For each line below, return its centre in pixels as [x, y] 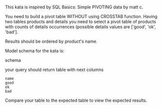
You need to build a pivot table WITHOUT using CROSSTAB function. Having [81, 16]
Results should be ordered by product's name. [51, 41]
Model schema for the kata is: [35, 51]
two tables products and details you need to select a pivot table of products [81, 22]
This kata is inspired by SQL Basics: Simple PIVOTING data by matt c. [74, 7]
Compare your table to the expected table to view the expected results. [76, 100]
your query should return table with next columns [54, 70]
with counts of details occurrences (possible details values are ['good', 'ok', [81, 27]
